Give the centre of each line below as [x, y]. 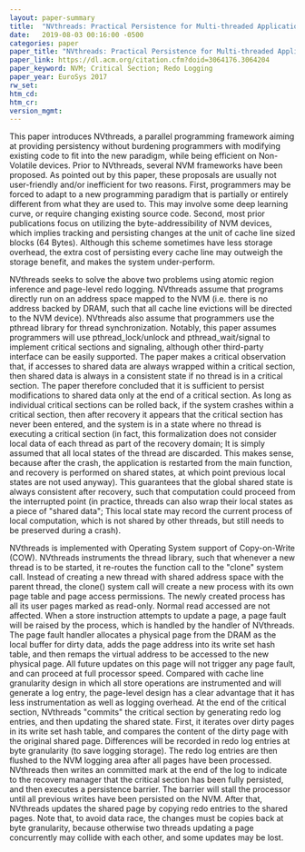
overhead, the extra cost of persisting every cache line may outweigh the [146, 253]
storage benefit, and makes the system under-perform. [112, 262]
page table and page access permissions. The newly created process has [148, 597]
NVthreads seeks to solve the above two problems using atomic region [142, 280]
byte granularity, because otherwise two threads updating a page [132, 828]
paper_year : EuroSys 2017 [58, 77]
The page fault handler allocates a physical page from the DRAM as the [143, 635]
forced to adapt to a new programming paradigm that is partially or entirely [149, 194]
